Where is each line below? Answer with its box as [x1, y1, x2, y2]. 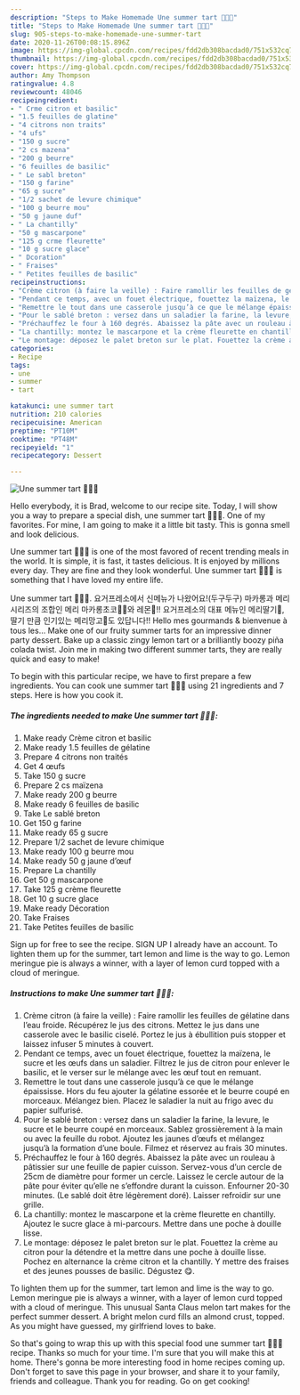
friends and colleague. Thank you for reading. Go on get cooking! [10, 1376, 250, 1387]
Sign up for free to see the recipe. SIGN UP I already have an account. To [10, 939, 279, 950]
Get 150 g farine [22, 818, 83, 829]
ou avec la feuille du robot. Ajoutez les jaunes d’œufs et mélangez [22, 1133, 265, 1144]
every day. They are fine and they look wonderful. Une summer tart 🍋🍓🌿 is [10, 565, 283, 576]
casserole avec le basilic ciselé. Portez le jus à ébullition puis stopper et [22, 1029, 286, 1040]
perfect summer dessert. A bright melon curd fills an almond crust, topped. [10, 1311, 286, 1322]
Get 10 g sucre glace [22, 894, 99, 904]
